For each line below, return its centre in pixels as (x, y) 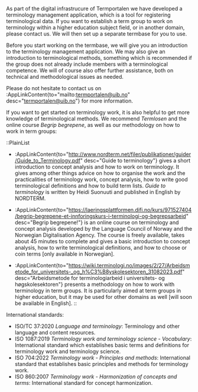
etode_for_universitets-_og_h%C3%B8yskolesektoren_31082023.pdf (98, 272)
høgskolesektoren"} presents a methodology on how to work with (95, 284)
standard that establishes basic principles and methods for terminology (101, 364)
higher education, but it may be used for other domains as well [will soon (103, 297)
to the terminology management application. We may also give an (86, 52)
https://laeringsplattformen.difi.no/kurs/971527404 (130, 210)
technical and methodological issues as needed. (65, 77)
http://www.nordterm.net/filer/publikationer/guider (129, 154)
